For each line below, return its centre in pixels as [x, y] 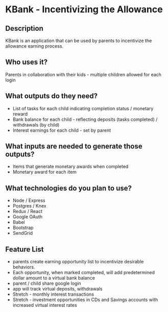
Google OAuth [28, 217]
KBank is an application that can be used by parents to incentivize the [79, 40]
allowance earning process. [34, 46]
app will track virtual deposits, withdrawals [58, 289]
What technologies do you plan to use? [68, 188]
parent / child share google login [47, 283]
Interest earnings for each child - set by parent [62, 130]
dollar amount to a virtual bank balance [54, 278]
